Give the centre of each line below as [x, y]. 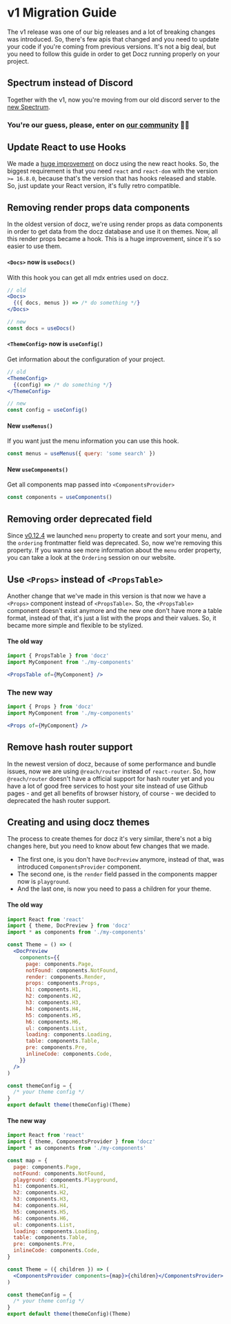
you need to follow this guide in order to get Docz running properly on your [113, 54]
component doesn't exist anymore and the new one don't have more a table [115, 610]
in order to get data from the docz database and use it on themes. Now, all [113, 231]
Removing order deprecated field [80, 519]
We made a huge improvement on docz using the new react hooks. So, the [113, 164]
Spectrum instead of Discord [70, 83]
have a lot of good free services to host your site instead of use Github [108, 786]
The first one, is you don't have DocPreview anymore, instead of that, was [121, 860]
